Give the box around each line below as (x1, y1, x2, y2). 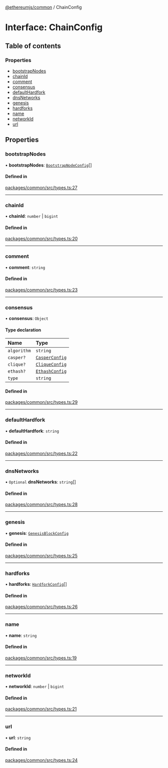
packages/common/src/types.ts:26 (5, 604, 78, 610)
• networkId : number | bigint (5, 683, 64, 689)
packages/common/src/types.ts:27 (5, 185, 77, 191)
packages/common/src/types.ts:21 (5, 706, 77, 712)
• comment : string (5, 264, 45, 270)
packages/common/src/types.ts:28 (5, 501, 78, 507)
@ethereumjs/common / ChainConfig (5, 5, 82, 10)
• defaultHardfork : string (5, 428, 59, 434)
